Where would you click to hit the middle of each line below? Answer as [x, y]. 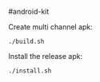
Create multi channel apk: [51, 27]
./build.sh [26, 41]
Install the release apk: [45, 56]
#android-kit [29, 12]
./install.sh [30, 71]
